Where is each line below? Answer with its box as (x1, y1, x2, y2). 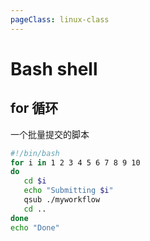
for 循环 (10, 100, 59, 117)
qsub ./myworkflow (23, 195, 101, 205)
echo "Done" (10, 222, 60, 233)
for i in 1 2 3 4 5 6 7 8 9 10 (10, 157, 141, 168)
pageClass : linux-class (10, 14, 110, 25)
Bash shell (10, 57, 98, 80)
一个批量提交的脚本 (10, 128, 90, 140)
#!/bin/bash (10, 148, 60, 158)
